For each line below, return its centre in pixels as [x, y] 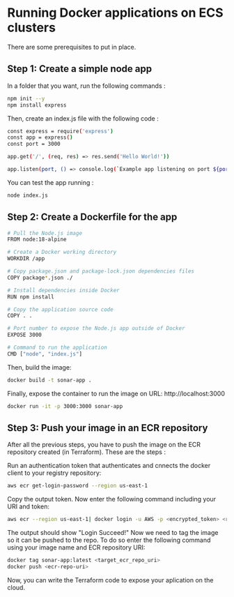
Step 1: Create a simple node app [79, 69]
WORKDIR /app [26, 259]
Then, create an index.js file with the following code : [83, 118]
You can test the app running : [50, 182]
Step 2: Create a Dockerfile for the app [92, 217]
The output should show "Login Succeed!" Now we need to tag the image [113, 533]
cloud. [16, 587]
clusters [31, 28]
